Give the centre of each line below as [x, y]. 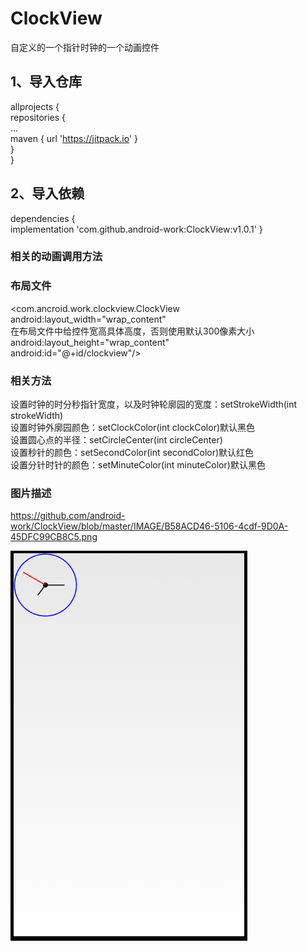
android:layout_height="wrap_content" [90, 342]
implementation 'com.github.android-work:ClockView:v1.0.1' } [136, 229]
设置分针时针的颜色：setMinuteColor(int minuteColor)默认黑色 [138, 465]
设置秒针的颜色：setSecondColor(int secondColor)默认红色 [132, 453]
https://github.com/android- [68, 516]
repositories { [38, 117]
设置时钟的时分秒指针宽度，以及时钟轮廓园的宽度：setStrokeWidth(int [154, 404]
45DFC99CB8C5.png [54, 537]
